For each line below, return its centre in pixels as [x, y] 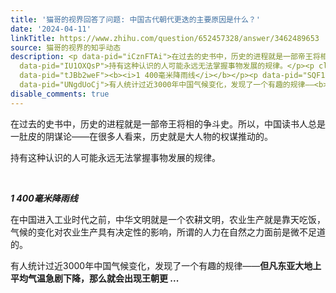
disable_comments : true [60, 94]
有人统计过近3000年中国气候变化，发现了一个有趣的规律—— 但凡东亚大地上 [166, 265]
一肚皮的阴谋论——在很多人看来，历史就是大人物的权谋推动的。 [141, 136]
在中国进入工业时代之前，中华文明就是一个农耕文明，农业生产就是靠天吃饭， [168, 219]
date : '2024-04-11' [51, 29]
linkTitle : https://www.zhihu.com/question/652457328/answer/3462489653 [165, 38]
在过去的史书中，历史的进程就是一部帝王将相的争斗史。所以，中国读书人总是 [168, 123]
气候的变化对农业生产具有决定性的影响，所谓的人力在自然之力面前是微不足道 [168, 232]
